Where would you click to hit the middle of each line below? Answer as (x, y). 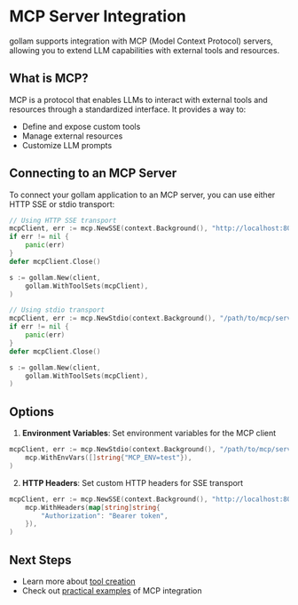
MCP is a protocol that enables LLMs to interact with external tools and (138, 100)
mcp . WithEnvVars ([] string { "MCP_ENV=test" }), (109, 458)
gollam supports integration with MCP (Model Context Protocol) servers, (141, 41)
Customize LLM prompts (67, 145)
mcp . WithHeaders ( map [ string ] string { (93, 507)
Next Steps (40, 560)
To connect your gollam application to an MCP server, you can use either (142, 195)
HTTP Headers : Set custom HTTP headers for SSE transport (133, 482)
